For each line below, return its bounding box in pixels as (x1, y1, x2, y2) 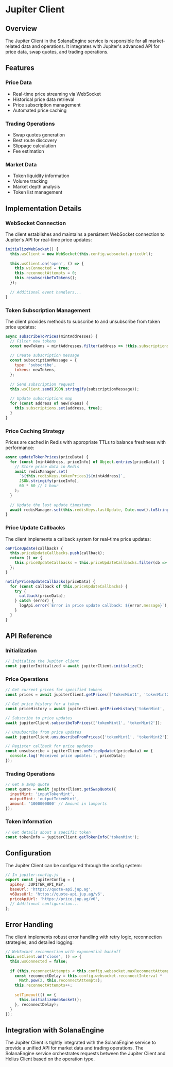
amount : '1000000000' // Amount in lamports (10, 801, 107, 806)
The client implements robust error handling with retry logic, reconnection (5, 934, 162, 940)
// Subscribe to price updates (5, 715, 73, 720)
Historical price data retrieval (12, 96, 75, 102)
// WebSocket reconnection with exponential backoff (5, 949, 121, 955)
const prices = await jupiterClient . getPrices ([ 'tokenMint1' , (5, 692, 142, 697)
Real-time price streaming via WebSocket (12, 91, 101, 97)
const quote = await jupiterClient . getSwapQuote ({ (5, 787, 116, 792)
